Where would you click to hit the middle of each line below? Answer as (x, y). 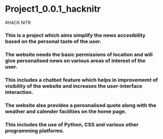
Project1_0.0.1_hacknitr (53, 9)
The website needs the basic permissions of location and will (79, 54)
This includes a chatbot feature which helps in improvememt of (81, 80)
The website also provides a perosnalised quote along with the (81, 105)
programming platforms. (35, 131)
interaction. (19, 92)
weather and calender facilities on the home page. (66, 111)
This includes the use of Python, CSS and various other (72, 124)
